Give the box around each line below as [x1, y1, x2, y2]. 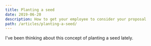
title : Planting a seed [5, 7, 55, 12]
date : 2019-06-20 [5, 12, 41, 17]
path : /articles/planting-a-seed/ [5, 21, 77, 26]
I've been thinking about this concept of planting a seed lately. [5, 35, 133, 41]
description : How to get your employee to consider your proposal [5, 16, 146, 21]
